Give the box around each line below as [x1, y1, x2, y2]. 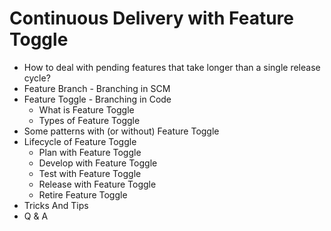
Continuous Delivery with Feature [9, 7, 294, 30]
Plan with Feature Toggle [38, 146, 142, 158]
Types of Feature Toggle [38, 114, 141, 126]
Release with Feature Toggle [38, 178, 157, 190]
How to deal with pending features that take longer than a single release [23, 61, 321, 73]
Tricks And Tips [23, 199, 89, 211]
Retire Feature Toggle [38, 188, 128, 201]
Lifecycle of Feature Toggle [23, 135, 137, 147]
